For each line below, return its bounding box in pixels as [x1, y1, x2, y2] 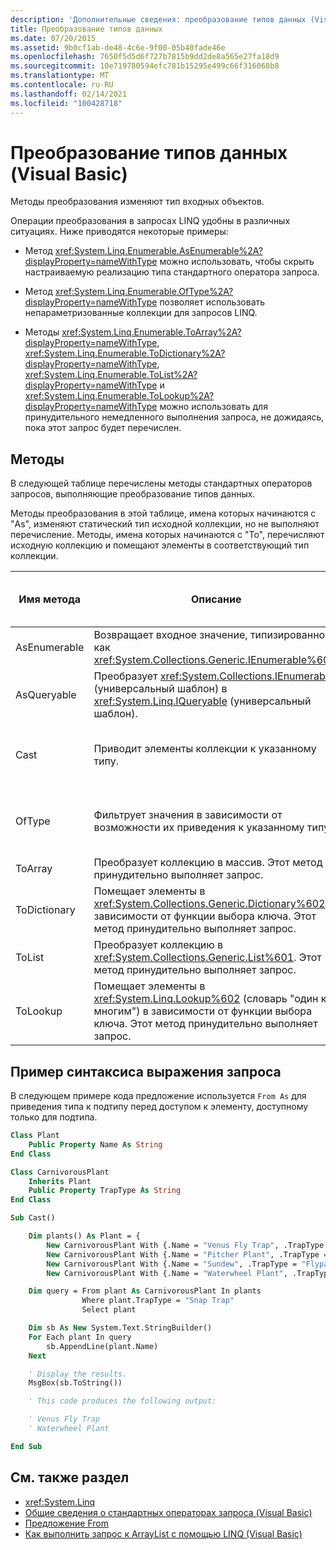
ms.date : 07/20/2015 [10, 33, 97, 43]
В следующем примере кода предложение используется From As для [10, 1090, 307, 1102]
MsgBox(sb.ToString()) [28, 1378, 123, 1388]
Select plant [81, 1305, 137, 1315]
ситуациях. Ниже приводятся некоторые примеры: [10, 226, 229, 238]
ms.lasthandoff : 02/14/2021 [10, 89, 128, 99]
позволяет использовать [159, 296, 266, 308]
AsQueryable [15, 688, 77, 702]
